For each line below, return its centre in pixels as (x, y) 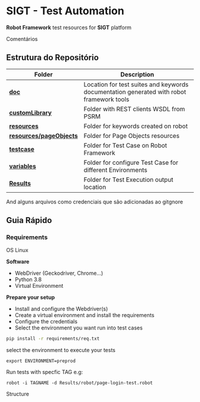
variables (23, 166)
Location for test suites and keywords (136, 84)
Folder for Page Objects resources (132, 136)
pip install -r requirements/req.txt (53, 339)
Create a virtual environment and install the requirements (85, 315)
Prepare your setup (31, 297)
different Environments (115, 169)
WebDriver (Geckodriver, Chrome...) (59, 273)
